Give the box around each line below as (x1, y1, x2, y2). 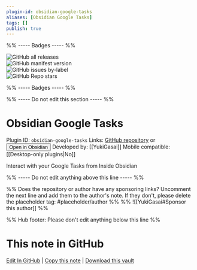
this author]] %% (6, 205, 49, 212)
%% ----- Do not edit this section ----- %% (6, 96, 114, 103)
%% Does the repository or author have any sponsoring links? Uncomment (6, 186, 191, 193)
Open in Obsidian (9, 144, 48, 150)
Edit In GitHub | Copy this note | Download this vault (6, 257, 135, 264)
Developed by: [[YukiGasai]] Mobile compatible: (51, 143, 171, 150)
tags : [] (6, 20, 28, 26)
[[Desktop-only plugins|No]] (6, 151, 76, 158)
